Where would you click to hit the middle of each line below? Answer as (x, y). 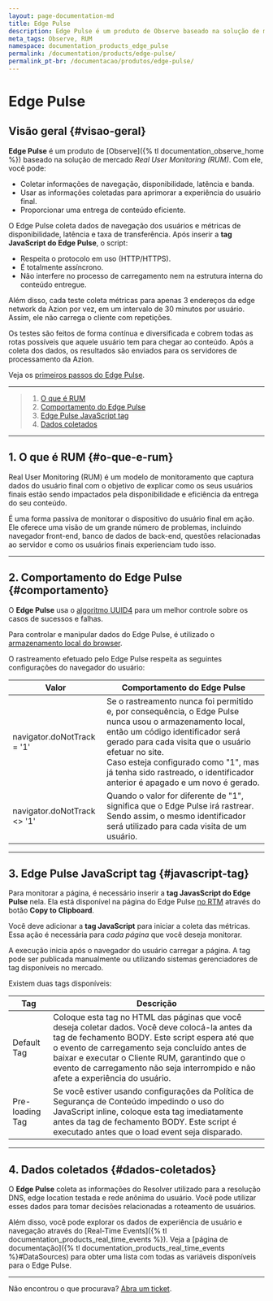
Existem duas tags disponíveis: (60, 983)
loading (27, 1112)
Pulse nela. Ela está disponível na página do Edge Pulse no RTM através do (135, 902)
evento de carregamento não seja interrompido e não (154, 1068)
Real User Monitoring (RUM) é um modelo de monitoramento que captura (131, 477)
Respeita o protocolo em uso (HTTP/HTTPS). (95, 258)
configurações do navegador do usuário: (77, 667)
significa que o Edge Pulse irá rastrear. (180, 805)
